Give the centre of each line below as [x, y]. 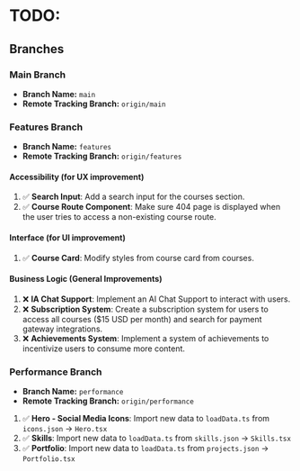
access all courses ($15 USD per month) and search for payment [142, 319]
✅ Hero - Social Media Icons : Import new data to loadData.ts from [146, 419]
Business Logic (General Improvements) [86, 279]
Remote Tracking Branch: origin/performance [108, 401]
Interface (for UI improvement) [67, 237]
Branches [37, 49]
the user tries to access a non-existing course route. [119, 217]
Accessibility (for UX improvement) [77, 177]
